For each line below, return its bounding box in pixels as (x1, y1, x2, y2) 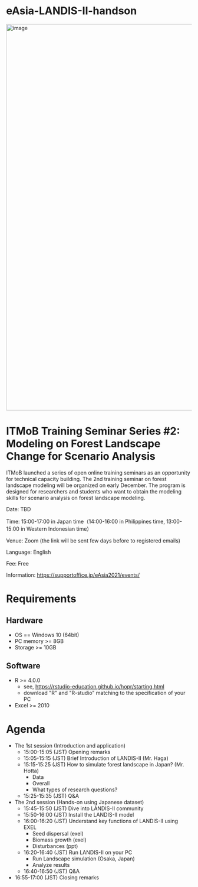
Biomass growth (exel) (32, 836, 87, 843)
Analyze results (32, 861, 70, 868)
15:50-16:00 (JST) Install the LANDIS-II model (23, 811, 134, 818)
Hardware (6, 616, 43, 626)
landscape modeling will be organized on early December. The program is (6, 482, 186, 489)
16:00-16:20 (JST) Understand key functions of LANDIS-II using (23, 817, 179, 824)
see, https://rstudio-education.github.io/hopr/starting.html (23, 683, 165, 690)
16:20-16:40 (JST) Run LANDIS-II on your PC (23, 849, 133, 856)
